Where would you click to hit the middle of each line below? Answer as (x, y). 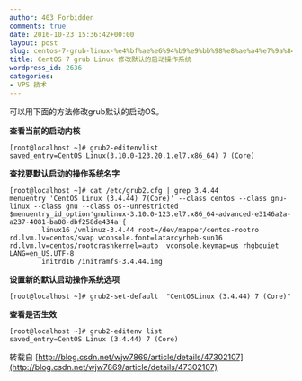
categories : (31, 77)
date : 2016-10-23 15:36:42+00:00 (72, 34)
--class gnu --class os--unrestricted (106, 206)
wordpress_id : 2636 (46, 68)
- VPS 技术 (28, 85)
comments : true (38, 26)
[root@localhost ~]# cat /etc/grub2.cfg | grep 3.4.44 (114, 190)
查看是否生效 (33, 314)
